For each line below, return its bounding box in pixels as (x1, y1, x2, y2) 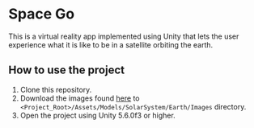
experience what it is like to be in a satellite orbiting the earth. (8, 39, 214, 49)
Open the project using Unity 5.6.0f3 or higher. (19, 110, 176, 120)
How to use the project (8, 64, 125, 77)
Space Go (8, 5, 75, 23)
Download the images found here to (19, 93, 140, 103)
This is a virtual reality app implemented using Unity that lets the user (8, 31, 239, 41)
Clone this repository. (19, 85, 92, 94)
